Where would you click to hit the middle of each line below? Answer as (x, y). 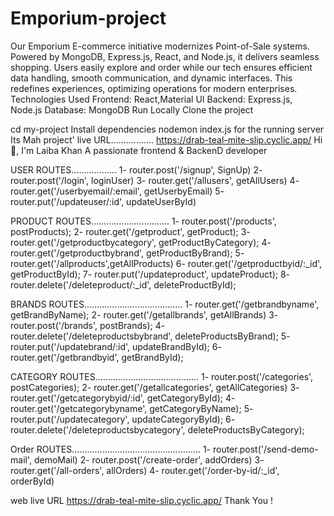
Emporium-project (88, 18)
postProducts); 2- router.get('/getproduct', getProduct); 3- (130, 231)
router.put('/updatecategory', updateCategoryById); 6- (123, 419)
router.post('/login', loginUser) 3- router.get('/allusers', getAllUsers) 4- (155, 180)
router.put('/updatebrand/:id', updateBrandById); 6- (116, 346)
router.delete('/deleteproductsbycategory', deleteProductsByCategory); (157, 429)
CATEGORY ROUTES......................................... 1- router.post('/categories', (162, 376)
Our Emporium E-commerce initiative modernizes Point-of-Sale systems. (160, 46)
